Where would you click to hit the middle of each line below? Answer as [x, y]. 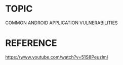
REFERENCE [31, 43]
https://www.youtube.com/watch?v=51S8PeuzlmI [57, 57]
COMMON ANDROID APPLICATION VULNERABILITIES [61, 23]
